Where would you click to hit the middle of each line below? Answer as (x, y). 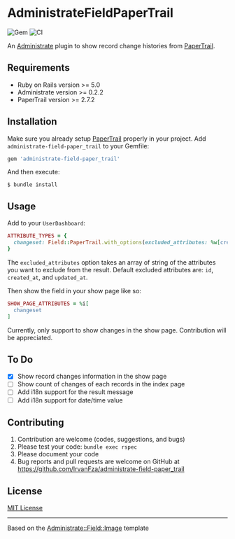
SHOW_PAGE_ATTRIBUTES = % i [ (48, 303)
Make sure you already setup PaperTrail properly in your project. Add (107, 139)
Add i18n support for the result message (75, 392)
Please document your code (58, 454)
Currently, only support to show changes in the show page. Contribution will (117, 330)
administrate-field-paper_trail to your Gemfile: (78, 146)
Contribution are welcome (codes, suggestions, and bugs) (101, 440)
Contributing (36, 422)
